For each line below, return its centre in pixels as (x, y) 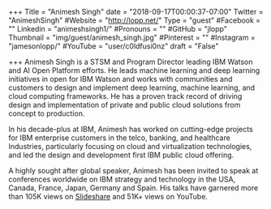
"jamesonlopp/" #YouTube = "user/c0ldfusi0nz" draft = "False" (114, 46)
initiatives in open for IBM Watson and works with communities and (120, 79)
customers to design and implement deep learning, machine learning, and (132, 87)
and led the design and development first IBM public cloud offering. (121, 155)
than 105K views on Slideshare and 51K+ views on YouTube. (108, 196)
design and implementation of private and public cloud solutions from (125, 105)
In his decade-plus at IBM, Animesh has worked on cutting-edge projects (131, 129)
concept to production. (47, 113)
